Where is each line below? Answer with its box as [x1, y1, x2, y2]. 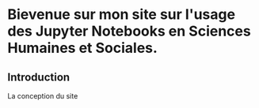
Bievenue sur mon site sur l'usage [7, 6, 235, 24]
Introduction [7, 70, 70, 84]
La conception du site [7, 91, 78, 100]
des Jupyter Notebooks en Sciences [7, 22, 251, 40]
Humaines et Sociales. [7, 39, 158, 57]
